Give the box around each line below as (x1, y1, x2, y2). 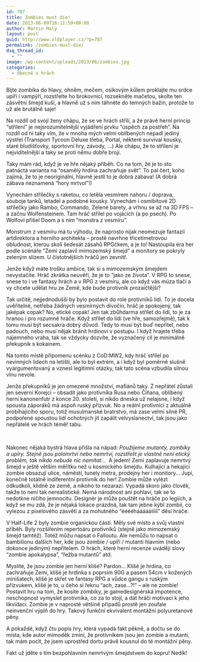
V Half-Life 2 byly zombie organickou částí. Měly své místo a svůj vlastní (6, 519, 184, 527)
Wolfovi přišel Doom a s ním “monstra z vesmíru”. (6, 217, 128, 224)
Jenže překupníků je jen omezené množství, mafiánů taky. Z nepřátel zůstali (6, 382, 193, 390)
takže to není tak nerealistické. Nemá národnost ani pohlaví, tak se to (6, 488, 176, 496)
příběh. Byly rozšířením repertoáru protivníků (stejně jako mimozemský (6, 526, 180, 533)
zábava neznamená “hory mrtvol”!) (6, 180, 93, 187)
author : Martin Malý (6, 25, 58, 32)
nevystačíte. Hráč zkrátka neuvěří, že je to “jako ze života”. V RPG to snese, (6, 272, 192, 279)
